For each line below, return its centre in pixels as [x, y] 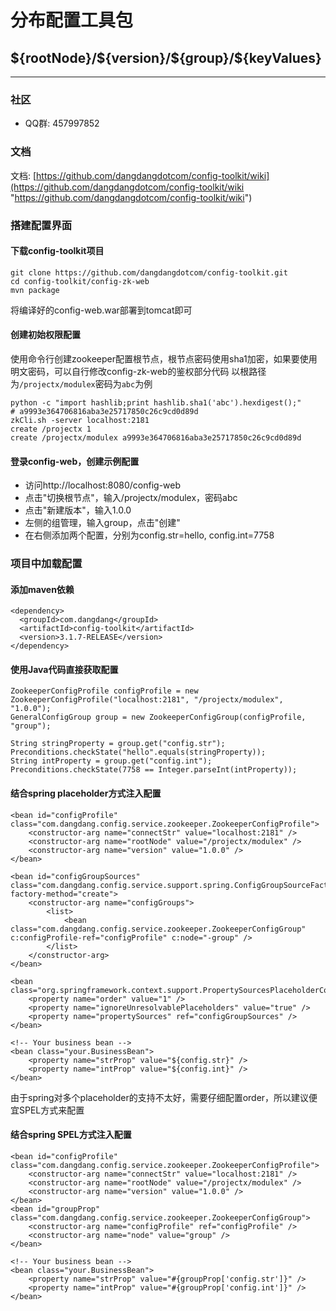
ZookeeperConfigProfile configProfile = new [104, 691]
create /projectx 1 [51, 429]
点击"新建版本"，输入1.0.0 [78, 510]
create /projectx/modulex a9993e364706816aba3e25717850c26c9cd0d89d [156, 437]
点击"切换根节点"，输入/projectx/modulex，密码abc [131, 498]
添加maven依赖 [42, 589]
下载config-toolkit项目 [57, 251]
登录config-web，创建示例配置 [75, 461]
